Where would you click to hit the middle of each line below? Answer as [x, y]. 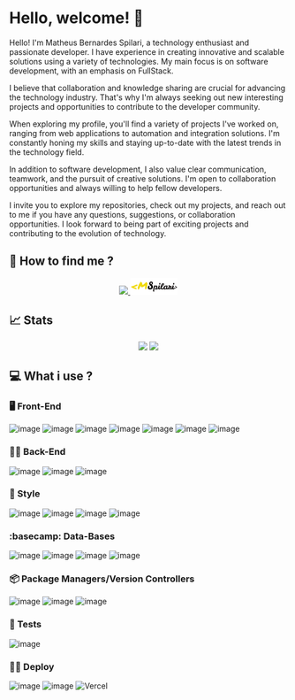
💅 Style [25, 494]
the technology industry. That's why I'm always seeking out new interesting [147, 97]
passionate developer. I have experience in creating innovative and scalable [147, 51]
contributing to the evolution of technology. [88, 233]
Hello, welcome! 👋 [76, 18]
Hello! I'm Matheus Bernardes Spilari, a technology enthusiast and [129, 42]
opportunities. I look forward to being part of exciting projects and [129, 224]
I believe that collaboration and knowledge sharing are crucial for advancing [147, 88]
